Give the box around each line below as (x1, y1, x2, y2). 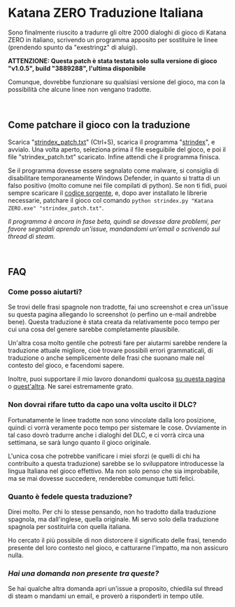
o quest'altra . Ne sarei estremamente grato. (8, 382, 134, 391)
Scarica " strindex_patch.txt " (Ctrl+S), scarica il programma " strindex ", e (8, 138, 215, 146)
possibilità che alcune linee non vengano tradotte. (8, 85, 152, 93)
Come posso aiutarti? (8, 287, 83, 297)
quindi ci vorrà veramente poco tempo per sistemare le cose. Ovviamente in (8, 423, 227, 432)
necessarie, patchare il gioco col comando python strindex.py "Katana (8, 196, 214, 204)
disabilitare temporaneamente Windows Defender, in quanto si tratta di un (8, 173, 221, 182)
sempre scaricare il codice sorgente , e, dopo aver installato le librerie (8, 188, 208, 197)
